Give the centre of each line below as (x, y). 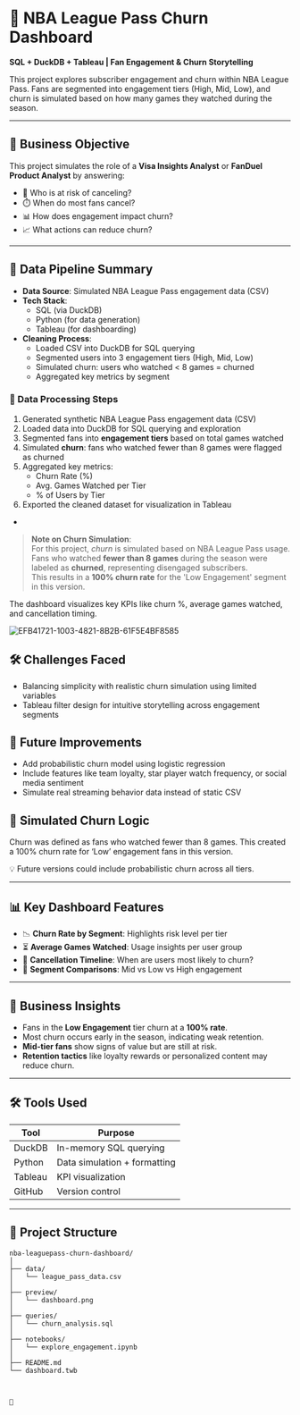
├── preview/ (33, 1292)
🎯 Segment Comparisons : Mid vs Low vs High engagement (132, 970)
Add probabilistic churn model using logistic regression (124, 764)
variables (39, 695)
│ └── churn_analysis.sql (62, 1323)
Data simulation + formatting (116, 1162)
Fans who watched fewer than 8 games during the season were (149, 558)
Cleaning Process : (57, 338)
